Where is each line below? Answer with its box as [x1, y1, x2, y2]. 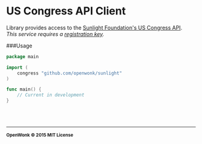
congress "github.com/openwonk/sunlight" [17, 70, 122, 76]
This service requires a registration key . [6, 30, 105, 37]
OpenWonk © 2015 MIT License [6, 132, 73, 139]
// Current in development [17, 92, 85, 98]
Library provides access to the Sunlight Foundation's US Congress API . [6, 24, 182, 31]
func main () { [6, 86, 42, 92]
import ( [6, 64, 28, 70]
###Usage [6, 42, 33, 49]
